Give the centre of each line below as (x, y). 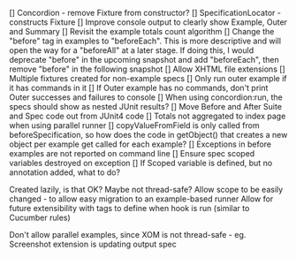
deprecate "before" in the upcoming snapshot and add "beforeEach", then (144, 60)
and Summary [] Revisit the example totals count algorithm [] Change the (142, 31)
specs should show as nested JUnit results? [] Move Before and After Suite (146, 106)
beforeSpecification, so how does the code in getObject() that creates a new (148, 135)
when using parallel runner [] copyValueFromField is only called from (134, 125)
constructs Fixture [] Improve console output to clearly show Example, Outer (148, 22)
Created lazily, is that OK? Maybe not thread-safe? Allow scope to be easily (146, 190)
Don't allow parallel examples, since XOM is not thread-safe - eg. (128, 235)
